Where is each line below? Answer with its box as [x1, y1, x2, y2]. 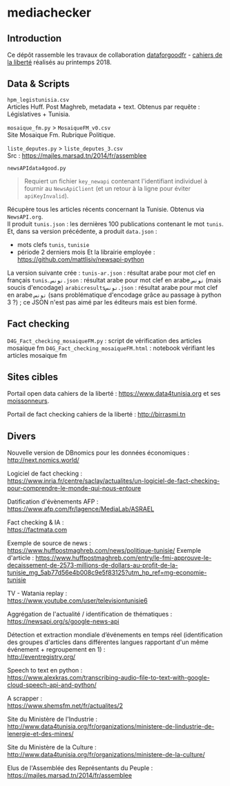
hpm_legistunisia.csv [7, 96, 70, 103]
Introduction [7, 33, 62, 44]
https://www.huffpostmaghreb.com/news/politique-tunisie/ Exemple [7, 547, 202, 555]
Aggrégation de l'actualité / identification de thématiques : [7, 610, 173, 619]
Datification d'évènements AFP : [7, 497, 99, 506]
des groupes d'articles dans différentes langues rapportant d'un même [7, 638, 209, 646]
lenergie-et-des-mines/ [7, 730, 74, 738]
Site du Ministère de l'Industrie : [7, 715, 98, 724]
